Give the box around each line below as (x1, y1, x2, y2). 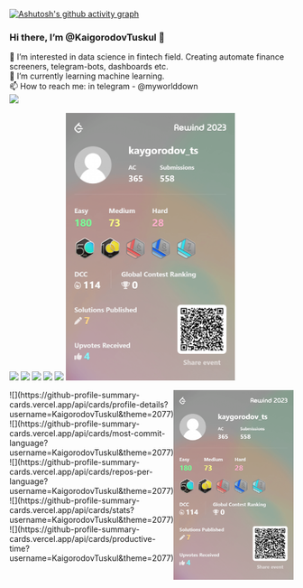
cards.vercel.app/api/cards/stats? (9, 504, 135, 515)
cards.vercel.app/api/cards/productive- (9, 533, 156, 544)
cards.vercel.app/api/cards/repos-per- (9, 466, 153, 477)
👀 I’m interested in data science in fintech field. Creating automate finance (9, 51, 285, 62)
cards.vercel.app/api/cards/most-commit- (9, 427, 166, 438)
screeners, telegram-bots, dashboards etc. (9, 61, 169, 72)
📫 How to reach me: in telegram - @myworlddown (9, 81, 198, 92)
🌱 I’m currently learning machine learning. (9, 70, 165, 81)
